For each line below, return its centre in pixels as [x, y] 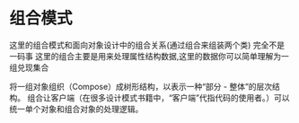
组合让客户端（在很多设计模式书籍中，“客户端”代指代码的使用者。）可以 [158, 97]
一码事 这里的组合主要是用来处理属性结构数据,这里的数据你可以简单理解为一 [149, 56]
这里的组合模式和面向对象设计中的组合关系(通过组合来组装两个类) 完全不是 [147, 45]
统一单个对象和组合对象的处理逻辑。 [76, 109]
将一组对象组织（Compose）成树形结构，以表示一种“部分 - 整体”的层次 [141, 86]
